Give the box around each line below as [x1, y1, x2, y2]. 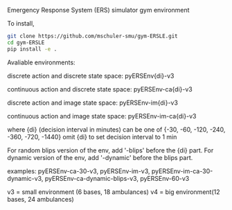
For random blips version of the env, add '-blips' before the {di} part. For [7, 146, 214, 155]
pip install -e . [7, 45, 57, 53]
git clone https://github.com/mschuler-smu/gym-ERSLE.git [7, 33, 178, 40]
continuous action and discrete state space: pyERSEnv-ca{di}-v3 [7, 85, 193, 93]
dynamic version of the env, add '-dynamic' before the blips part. [7, 153, 193, 161]
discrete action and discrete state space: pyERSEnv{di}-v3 [7, 71, 175, 80]
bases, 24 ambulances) [7, 195, 74, 203]
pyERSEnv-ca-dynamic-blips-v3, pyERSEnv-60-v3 [44, 174, 190, 182]
